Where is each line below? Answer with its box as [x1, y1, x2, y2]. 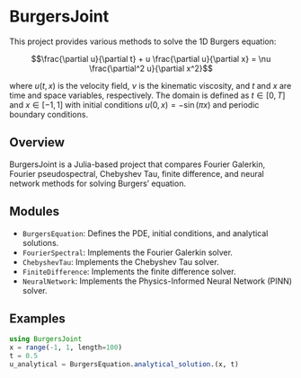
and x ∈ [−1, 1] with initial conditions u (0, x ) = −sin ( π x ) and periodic [9, 99, 260, 110]
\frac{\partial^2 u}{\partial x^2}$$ [89, 63, 213, 74]
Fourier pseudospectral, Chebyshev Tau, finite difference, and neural [9, 168, 265, 179]
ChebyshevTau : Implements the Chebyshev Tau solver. [22, 256, 219, 267]
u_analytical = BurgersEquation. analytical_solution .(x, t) [9, 360, 240, 369]
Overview [9, 135, 66, 150]
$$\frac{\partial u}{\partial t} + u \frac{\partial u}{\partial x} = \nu [31, 53, 271, 64]
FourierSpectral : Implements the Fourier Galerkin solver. [22, 247, 234, 258]
